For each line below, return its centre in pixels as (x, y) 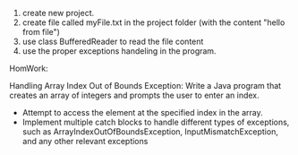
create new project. (58, 13)
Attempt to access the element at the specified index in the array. (142, 112)
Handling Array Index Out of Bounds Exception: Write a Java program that (145, 86)
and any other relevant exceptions (85, 141)
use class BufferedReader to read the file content (113, 41)
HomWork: (29, 68)
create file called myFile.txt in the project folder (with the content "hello (153, 22)
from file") (41, 32)
